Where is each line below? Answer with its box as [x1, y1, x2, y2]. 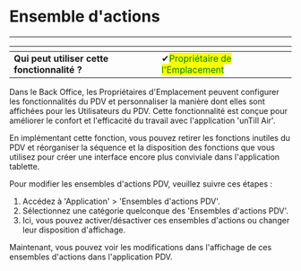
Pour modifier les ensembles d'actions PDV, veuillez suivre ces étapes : [9, 178, 273, 189]
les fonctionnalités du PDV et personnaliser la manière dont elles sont [9, 96, 266, 107]
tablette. [9, 161, 40, 171]
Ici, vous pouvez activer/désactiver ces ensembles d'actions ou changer [21, 214, 290, 225]
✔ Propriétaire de [160, 52, 232, 65]
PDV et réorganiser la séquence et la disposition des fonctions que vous [9, 142, 276, 153]
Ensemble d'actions [9, 6, 160, 27]
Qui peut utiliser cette [13, 52, 109, 65]
